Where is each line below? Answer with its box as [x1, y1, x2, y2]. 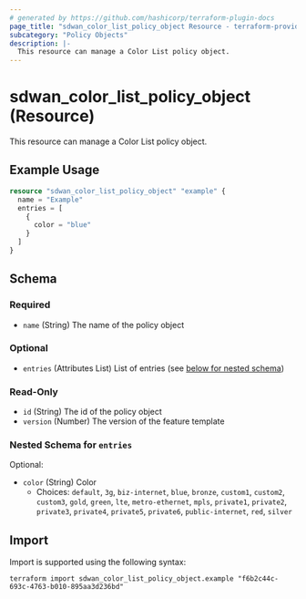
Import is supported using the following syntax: [9, 557, 187, 568]
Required [9, 298, 51, 311]
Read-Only [9, 385, 59, 398]
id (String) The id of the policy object [22, 407, 162, 418]
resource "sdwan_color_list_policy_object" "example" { [9, 186, 226, 196]
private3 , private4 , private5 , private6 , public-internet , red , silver [36, 506, 293, 517]
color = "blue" [33, 221, 92, 230]
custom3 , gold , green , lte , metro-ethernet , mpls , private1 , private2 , [36, 496, 288, 507]
